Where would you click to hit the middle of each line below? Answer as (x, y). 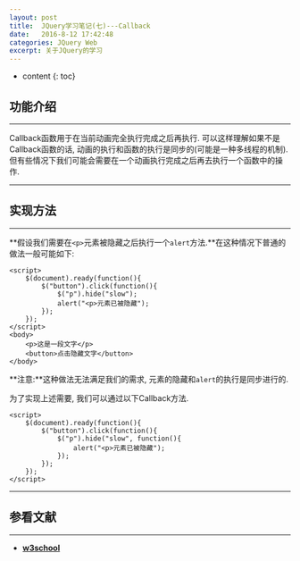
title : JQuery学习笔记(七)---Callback (80, 26)
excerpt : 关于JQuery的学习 (56, 51)
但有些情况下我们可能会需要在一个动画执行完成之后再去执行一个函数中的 (142, 160)
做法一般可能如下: (42, 253)
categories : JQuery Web (54, 42)
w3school (41, 548)
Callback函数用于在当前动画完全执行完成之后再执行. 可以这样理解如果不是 (145, 138)
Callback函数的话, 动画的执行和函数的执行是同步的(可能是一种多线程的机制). (149, 149)
